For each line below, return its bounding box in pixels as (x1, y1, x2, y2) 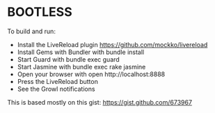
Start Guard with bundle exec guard (17, 55, 120, 63)
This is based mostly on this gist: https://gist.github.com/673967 (7, 98, 193, 106)
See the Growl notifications (17, 85, 95, 93)
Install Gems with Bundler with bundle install (17, 48, 145, 56)
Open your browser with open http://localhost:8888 (17, 70, 166, 78)
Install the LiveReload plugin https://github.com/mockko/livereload (17, 40, 208, 49)
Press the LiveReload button (17, 77, 99, 85)
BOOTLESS (7, 4, 72, 20)
